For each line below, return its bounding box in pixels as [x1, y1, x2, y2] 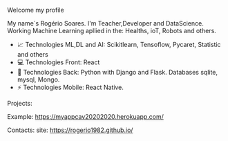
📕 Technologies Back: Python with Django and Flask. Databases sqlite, [17, 68, 218, 76]
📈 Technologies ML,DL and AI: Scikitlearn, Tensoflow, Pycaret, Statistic [17, 41, 221, 48]
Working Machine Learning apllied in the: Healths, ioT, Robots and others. [7, 27, 216, 35]
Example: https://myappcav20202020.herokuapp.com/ [7, 113, 164, 120]
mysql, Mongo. [17, 75, 60, 84]
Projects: [7, 100, 32, 107]
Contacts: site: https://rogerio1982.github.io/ [7, 126, 133, 134]
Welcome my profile [7, 6, 64, 14]
